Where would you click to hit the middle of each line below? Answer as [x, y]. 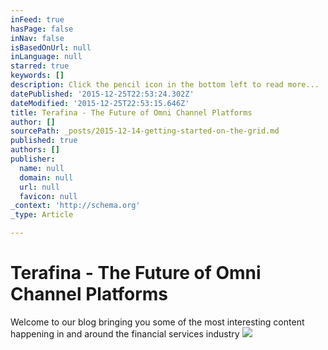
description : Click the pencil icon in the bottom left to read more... [165, 85]
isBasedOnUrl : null [51, 47]
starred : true [40, 66]
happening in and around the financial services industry [125, 333]
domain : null [46, 177]
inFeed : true [37, 19]
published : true [44, 141]
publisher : [33, 159]
